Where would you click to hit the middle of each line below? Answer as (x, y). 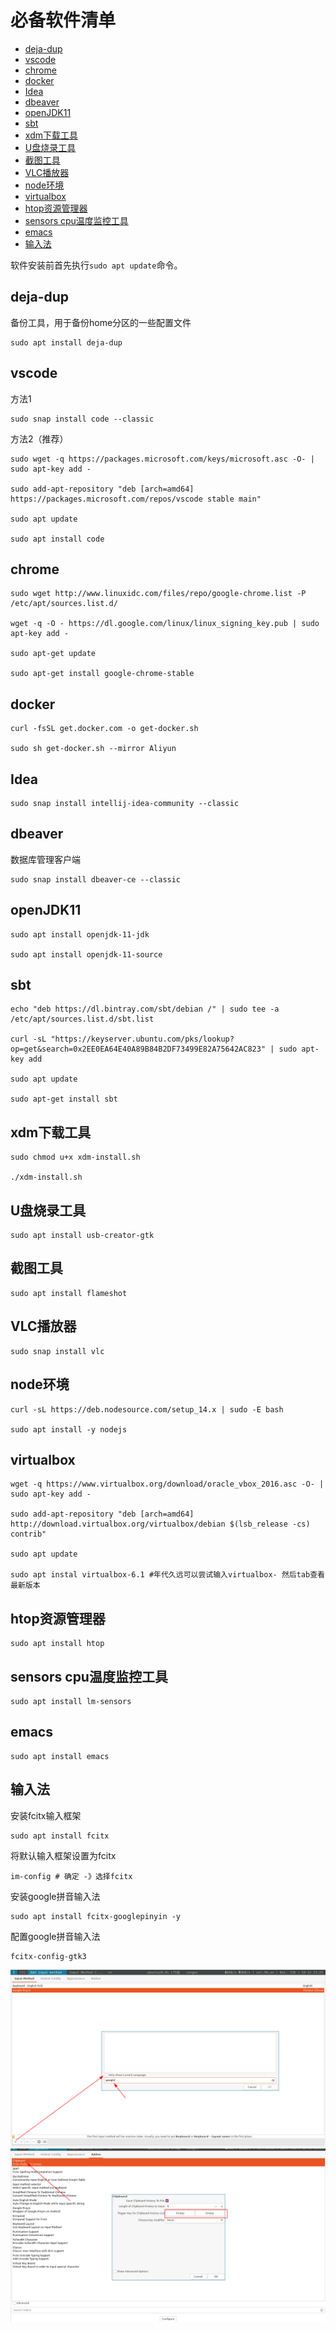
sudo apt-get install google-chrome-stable (102, 674)
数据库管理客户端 (45, 859)
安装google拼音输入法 (55, 1896)
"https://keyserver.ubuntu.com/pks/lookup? (142, 1039)
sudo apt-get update (53, 654)
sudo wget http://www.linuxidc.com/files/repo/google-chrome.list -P (158, 594)
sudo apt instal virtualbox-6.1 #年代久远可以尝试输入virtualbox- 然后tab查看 (167, 1575)
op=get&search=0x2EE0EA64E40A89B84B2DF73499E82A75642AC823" (138, 1049)
